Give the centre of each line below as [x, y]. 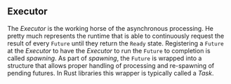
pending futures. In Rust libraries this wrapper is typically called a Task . [111, 73]
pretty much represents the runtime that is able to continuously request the [116, 36]
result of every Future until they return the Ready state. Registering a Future [115, 43]
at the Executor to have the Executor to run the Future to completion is [109, 50]
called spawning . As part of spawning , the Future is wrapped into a [105, 58]
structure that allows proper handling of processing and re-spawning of [111, 65]
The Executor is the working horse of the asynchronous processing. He [111, 28]
